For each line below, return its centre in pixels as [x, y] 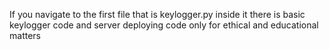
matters [25, 35]
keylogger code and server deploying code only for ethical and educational [164, 25]
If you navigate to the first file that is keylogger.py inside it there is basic [157, 14]
